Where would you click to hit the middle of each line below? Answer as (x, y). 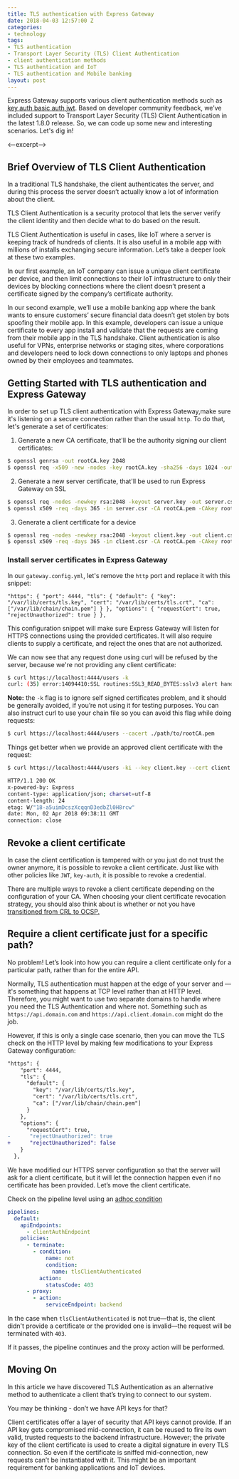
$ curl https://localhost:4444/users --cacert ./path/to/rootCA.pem (111, 734)
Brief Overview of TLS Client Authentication (107, 167)
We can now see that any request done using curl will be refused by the (113, 657)
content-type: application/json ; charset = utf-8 (79, 794)
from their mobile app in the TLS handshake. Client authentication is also (114, 338)
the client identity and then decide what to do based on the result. (104, 221)
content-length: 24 (36, 800)
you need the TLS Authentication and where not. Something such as (107, 1006)
